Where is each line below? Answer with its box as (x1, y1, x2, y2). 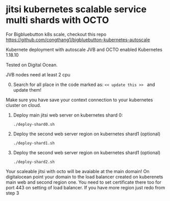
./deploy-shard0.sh (13, 122, 55, 127)
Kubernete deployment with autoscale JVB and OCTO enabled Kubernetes (6, 46, 163, 52)
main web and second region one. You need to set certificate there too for (6, 179, 162, 185)
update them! (13, 87, 41, 93)
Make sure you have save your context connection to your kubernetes (6, 97, 153, 103)
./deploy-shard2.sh (13, 159, 55, 164)
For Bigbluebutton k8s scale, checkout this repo (6, 31, 107, 37)
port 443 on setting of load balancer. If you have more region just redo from (6, 184, 165, 190)
